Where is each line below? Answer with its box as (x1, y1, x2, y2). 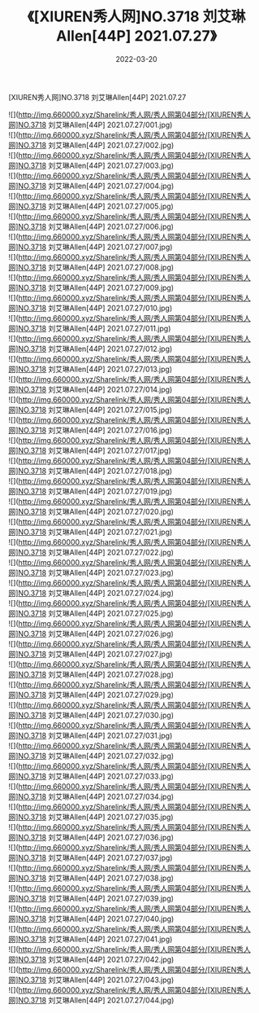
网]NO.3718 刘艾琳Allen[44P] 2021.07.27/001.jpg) (8, 120, 173, 129)
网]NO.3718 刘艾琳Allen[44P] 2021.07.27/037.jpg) (8, 853, 173, 862)
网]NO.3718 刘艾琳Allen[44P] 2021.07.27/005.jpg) (8, 201, 175, 211)
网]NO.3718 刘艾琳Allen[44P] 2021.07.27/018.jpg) (8, 466, 173, 476)
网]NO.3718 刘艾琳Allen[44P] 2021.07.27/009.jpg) (8, 283, 175, 292)
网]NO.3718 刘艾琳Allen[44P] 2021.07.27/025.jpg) (8, 608, 174, 618)
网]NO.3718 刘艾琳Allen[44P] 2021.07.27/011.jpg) (8, 323, 171, 333)
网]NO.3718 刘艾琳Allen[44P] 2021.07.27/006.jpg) (8, 221, 175, 231)
